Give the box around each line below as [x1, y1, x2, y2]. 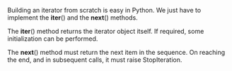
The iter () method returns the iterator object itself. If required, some [7, 27, 204, 35]
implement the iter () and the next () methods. [7, 13, 138, 22]
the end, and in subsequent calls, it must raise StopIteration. [7, 56, 182, 64]
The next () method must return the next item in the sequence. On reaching [7, 49, 226, 56]
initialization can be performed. [7, 34, 98, 43]
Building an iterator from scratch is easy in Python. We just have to [7, 6, 202, 14]
